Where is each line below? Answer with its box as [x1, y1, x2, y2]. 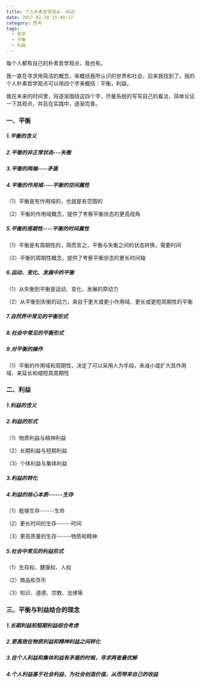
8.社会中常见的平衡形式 [6, 329, 64, 336]
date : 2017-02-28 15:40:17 [6, 14, 74, 20]
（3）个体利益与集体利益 [6, 460, 68, 467]
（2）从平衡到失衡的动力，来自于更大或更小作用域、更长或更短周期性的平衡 [6, 298, 193, 305]
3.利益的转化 [6, 475, 38, 482]
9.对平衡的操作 [6, 346, 43, 353]
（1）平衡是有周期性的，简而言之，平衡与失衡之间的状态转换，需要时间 [6, 241, 181, 248]
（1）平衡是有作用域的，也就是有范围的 [6, 197, 103, 205]
